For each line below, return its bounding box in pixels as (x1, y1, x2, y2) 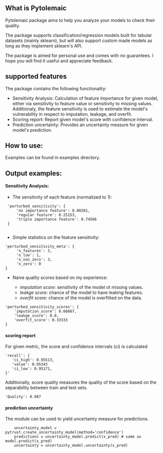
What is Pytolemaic (5, 4, 67, 12)
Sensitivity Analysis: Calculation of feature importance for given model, (12, 95, 159, 101)
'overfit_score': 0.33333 (14, 318, 68, 323)
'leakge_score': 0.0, (14, 313, 59, 318)
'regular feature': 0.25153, (16, 213, 77, 218)
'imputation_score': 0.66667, (14, 309, 77, 314)
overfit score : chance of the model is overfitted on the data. (19, 295, 143, 301)
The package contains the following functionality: (5, 85, 107, 91)
